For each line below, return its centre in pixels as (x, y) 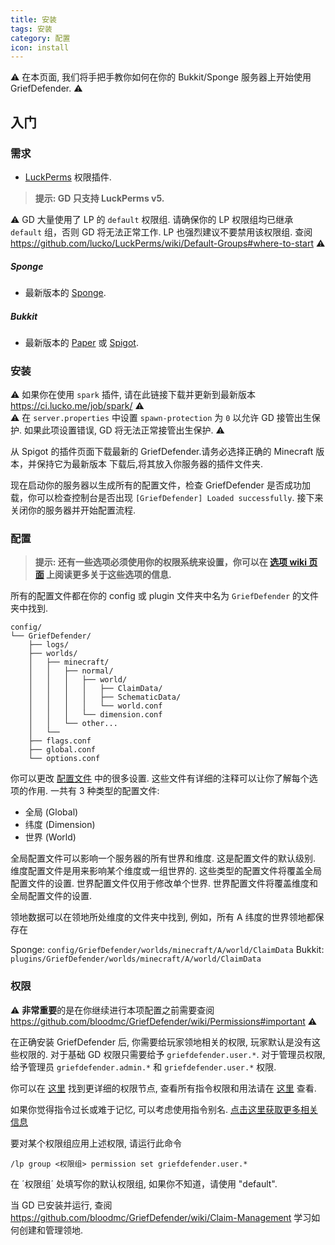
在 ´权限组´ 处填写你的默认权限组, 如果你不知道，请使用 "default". (144, 1183)
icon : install (40, 47)
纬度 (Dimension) (60, 825)
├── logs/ (49, 645)
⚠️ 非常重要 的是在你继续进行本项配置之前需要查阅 (112, 1010)
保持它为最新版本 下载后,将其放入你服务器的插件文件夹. (150, 464)
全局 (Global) (51, 812)
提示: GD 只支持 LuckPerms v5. (99, 198)
